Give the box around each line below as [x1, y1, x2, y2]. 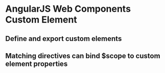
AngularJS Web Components [5, 3, 131, 15]
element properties [5, 59, 68, 68]
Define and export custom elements [5, 34, 122, 43]
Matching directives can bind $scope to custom [5, 52, 160, 60]
